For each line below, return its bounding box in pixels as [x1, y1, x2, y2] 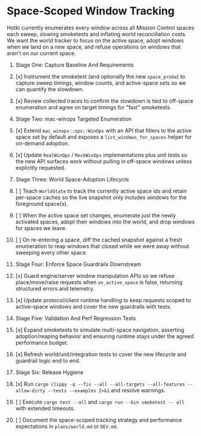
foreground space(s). [15, 200, 68, 207]
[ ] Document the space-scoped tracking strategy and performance [15, 416, 182, 423]
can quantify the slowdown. [15, 85, 84, 92]
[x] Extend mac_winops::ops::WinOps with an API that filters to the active [15, 127, 192, 134]
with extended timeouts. [15, 404, 75, 412]
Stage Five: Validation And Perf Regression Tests [15, 314, 136, 322]
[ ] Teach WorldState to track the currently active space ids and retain [15, 187, 187, 195]
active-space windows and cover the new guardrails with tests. [15, 303, 172, 310]
